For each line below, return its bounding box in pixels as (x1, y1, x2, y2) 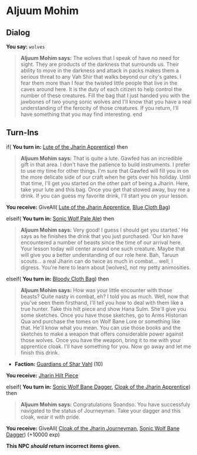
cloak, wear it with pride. (20, 413, 81, 420)
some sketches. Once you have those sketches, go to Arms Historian (20, 312, 188, 319)
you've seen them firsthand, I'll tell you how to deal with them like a (20, 299, 183, 306)
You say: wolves (6, 43, 45, 50)
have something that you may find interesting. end (20, 111, 142, 118)
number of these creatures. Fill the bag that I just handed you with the (20, 92, 190, 99)
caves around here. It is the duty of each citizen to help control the (20, 86, 182, 92)
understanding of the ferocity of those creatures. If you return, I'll (20, 105, 179, 111)
